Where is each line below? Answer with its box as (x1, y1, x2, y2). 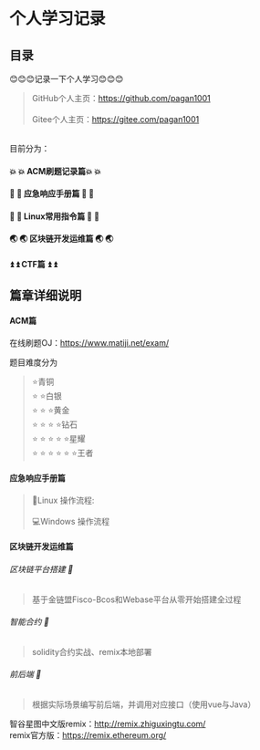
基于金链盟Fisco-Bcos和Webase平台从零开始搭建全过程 (31, 594, 242, 605)
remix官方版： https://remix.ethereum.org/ (9, 729, 167, 740)
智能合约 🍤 (9, 617, 50, 628)
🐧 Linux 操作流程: (31, 495, 95, 505)
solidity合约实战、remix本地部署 (31, 646, 152, 657)
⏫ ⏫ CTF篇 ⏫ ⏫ (9, 258, 57, 269)
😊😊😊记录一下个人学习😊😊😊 (9, 74, 124, 84)
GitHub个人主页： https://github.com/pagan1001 (31, 93, 212, 103)
